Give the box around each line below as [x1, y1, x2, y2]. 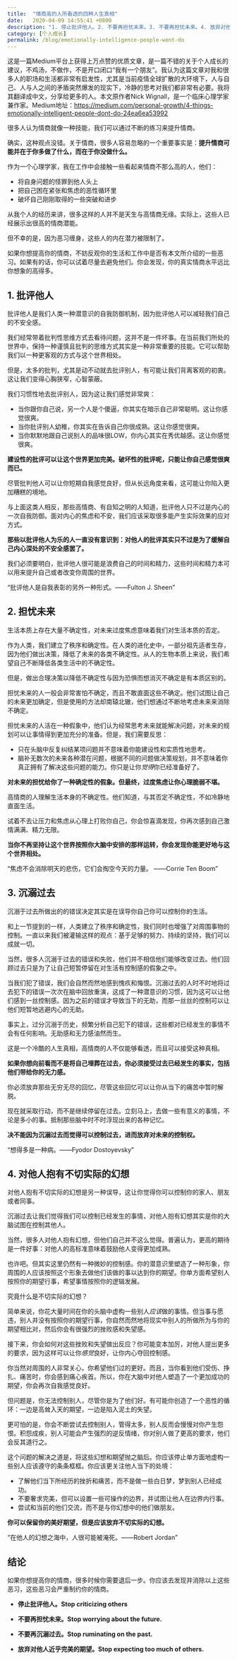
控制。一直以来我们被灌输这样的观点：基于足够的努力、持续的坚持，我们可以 [7, 930, 230, 939]
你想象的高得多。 [7, 266, 57, 275]
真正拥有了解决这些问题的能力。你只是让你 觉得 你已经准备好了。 [17, 762, 203, 771]
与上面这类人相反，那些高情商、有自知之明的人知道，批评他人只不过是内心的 [7, 502, 230, 511]
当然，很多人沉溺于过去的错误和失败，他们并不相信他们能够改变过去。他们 [7, 954, 224, 963]
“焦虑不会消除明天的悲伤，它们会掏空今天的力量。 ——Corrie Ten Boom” [7, 864, 219, 872]
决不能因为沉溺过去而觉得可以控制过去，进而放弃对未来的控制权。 [7, 1130, 199, 1139]
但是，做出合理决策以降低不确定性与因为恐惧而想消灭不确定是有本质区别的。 [7, 673, 230, 682]
